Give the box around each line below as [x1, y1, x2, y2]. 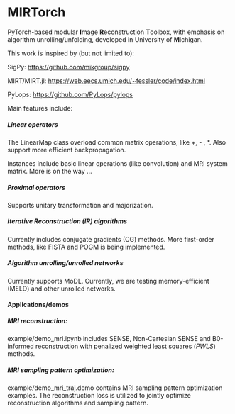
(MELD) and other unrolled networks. [7, 284, 116, 293]
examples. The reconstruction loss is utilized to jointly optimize [7, 391, 192, 400]
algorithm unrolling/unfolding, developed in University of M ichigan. [7, 35, 203, 43]
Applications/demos [7, 301, 70, 309]
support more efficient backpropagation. [7, 145, 126, 154]
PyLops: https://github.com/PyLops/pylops [7, 90, 133, 99]
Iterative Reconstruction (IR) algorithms [7, 217, 128, 225]
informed [7, 342, 34, 351]
